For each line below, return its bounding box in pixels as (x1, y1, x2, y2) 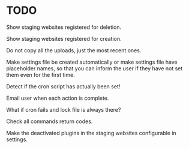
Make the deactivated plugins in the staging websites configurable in (6, 129, 177, 136)
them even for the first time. (6, 71, 75, 78)
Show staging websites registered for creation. (6, 35, 122, 42)
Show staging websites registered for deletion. (6, 23, 122, 31)
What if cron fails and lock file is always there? (6, 106, 121, 113)
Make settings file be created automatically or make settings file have (6, 58, 178, 65)
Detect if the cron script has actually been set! (6, 82, 121, 90)
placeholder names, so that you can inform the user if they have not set (6, 64, 183, 72)
